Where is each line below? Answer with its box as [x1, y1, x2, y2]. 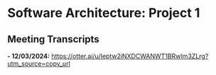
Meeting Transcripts [7, 33, 99, 45]
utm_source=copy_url [7, 59, 71, 68]
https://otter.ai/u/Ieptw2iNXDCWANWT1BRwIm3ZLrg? [51, 52, 209, 60]
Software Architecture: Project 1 [7, 5, 200, 21]
